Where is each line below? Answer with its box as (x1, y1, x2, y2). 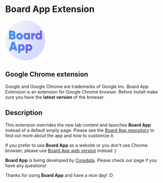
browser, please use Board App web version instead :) (5, 147, 116, 153)
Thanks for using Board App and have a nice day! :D (5, 172, 113, 178)
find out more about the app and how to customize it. (5, 132, 114, 138)
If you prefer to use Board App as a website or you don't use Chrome (5, 142, 148, 148)
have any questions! (5, 162, 46, 168)
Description (5, 108, 42, 117)
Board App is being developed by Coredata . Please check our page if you (5, 157, 157, 163)
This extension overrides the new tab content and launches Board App (5, 121, 151, 128)
